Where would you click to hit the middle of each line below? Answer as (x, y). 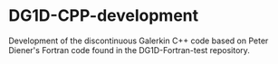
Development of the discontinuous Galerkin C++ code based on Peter (139, 41)
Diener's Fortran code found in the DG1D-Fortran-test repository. (129, 50)
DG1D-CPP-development (104, 16)
